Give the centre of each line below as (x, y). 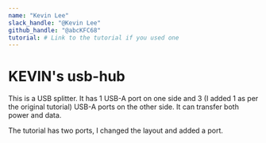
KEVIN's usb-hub (67, 77)
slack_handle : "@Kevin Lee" (55, 23)
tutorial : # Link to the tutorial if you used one (94, 38)
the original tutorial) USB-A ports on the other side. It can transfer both (124, 107)
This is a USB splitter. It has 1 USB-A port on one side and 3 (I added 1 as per (133, 99)
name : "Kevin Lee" (39, 15)
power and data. (35, 115)
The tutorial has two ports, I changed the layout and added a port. (116, 130)
